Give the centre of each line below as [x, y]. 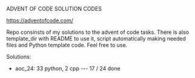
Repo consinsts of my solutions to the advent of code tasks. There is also [98, 32]
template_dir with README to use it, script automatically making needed [96, 38]
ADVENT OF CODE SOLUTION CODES [54, 9]
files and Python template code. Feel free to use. [67, 45]
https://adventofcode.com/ [40, 20]
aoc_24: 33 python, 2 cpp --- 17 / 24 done [68, 68]
